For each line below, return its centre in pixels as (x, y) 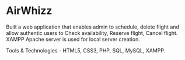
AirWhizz (29, 11)
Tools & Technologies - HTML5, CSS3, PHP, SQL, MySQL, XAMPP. (86, 50)
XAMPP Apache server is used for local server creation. (73, 39)
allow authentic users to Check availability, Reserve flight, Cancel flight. (92, 33)
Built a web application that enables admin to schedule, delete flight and (93, 27)
